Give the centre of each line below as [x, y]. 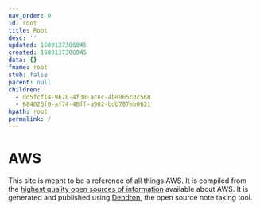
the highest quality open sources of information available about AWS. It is [128, 189]
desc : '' [23, 38]
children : [25, 89]
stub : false [28, 75]
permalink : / [30, 119]
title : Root [28, 30]
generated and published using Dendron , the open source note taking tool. [130, 197]
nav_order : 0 [30, 16]
